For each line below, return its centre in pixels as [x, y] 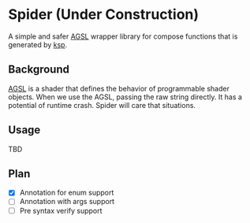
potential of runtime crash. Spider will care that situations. [102, 105]
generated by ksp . [38, 44]
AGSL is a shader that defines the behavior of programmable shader [119, 88]
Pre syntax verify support [61, 210]
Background [39, 70]
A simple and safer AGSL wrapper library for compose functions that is [123, 36]
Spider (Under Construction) [104, 15]
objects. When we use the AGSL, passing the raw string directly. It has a [125, 97]
